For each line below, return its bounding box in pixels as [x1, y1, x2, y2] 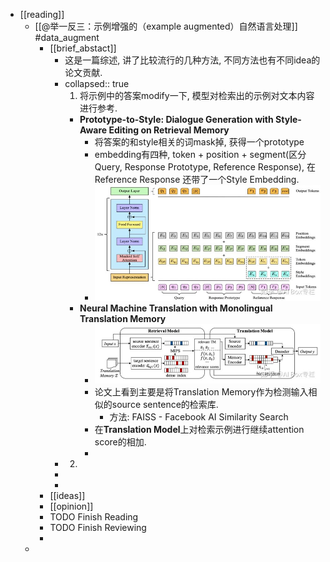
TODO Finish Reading [49, 510, 139, 523]
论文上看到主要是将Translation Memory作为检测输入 [94, 385, 309, 398]
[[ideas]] [49, 489, 86, 501]
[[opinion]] [49, 500, 94, 512]
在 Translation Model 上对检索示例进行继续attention [94, 423, 305, 435]
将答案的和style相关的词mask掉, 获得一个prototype [94, 136, 305, 148]
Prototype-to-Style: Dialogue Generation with [79, 114, 274, 125]
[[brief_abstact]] [49, 42, 117, 54]
